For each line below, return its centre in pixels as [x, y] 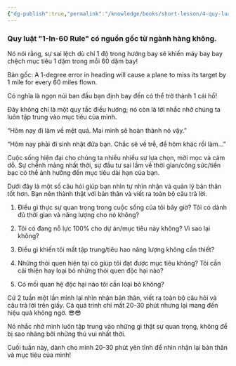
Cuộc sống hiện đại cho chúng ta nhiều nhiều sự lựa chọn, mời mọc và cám [116, 157]
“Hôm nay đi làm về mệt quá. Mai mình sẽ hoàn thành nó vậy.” [97, 130]
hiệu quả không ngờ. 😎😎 [45, 313]
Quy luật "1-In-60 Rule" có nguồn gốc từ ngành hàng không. [112, 38]
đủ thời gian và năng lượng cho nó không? [78, 214]
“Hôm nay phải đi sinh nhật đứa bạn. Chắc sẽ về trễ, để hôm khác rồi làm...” [117, 144]
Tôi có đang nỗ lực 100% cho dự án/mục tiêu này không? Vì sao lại [114, 228]
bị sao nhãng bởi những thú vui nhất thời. [67, 334]
